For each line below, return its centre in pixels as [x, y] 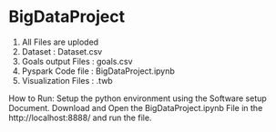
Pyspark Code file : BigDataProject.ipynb [98, 71]
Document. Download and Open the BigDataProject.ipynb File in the [136, 107]
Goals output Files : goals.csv [77, 61]
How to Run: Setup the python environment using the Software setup [138, 98]
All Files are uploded [60, 42]
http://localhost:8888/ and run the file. [80, 117]
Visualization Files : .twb [67, 80]
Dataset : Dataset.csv [62, 51]
